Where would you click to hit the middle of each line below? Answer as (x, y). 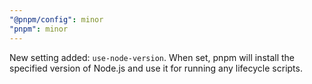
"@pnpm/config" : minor (56, 19)
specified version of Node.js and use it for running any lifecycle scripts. (156, 68)
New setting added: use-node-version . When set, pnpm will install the (152, 57)
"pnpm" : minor (39, 29)
